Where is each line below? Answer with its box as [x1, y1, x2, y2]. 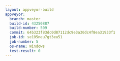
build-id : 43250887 [9, 21, 50, 26]
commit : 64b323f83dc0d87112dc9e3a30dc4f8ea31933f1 [9, 30, 116, 35]
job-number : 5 [9, 39, 38, 44]
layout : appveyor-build [5, 7, 54, 12]
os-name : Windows [9, 44, 45, 49]
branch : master [9, 16, 41, 21]
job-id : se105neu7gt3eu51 [9, 35, 63, 40]
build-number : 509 [9, 26, 48, 30]
